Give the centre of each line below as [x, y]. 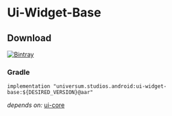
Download [29, 38]
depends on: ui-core [36, 105]
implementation [29, 86]
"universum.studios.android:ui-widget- [110, 86]
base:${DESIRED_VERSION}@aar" [50, 93]
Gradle [19, 72]
